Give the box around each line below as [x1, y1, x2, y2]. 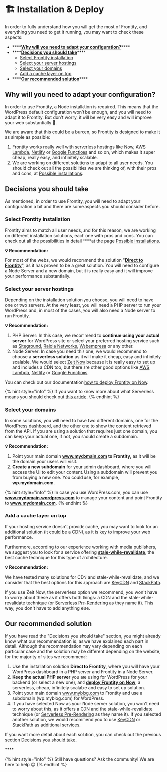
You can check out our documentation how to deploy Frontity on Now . [5, 379, 149, 385]
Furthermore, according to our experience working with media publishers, [5, 544, 157, 550]
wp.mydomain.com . [12, 480, 55, 486]
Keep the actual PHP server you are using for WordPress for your [12, 674, 148, 680]
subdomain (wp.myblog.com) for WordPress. [12, 695, 104, 701]
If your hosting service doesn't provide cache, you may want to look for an [5, 523, 158, 529]
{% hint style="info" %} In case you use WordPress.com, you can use [5, 489, 148, 496]
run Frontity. [5, 313, 30, 319]
